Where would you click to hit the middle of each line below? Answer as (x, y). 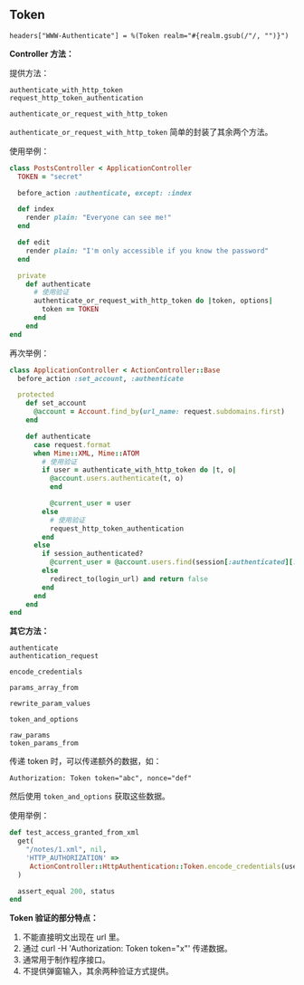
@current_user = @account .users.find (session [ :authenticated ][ (171, 562)
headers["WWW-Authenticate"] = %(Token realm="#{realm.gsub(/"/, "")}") (149, 35)
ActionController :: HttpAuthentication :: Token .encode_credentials (155, 866)
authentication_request (54, 656)
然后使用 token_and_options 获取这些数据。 (90, 797)
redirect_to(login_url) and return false (128, 579)
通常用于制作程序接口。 (66, 960)
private (32, 275)
